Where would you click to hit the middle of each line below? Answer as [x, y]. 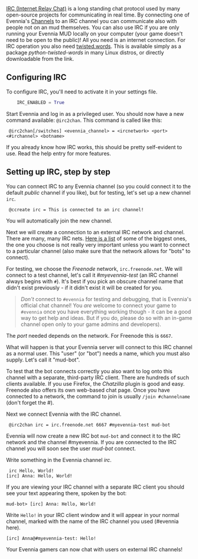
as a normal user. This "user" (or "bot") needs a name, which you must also [98, 353]
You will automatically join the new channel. [59, 221]
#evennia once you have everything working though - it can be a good [106, 311]
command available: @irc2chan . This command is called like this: [84, 120]
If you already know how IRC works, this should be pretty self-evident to [94, 147]
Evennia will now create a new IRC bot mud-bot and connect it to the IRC [93, 436]
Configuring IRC [36, 77]
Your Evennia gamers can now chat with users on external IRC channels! [94, 549]
